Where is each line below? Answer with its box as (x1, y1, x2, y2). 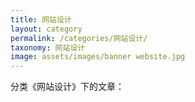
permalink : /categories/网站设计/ (10, 33, 148, 43)
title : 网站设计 (10, 14, 72, 25)
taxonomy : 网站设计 (10, 42, 86, 53)
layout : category (10, 24, 83, 34)
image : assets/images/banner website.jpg (10, 52, 186, 62)
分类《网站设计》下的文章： (10, 81, 125, 93)
